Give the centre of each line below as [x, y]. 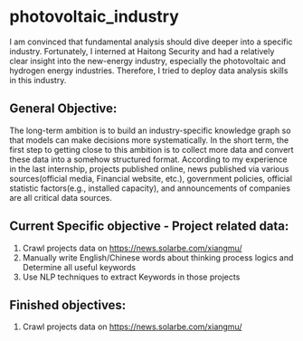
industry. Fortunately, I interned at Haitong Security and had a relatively [142, 51]
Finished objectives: [68, 305]
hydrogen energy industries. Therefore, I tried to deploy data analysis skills [149, 71]
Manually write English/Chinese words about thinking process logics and [158, 257]
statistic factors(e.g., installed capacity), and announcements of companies [150, 188]
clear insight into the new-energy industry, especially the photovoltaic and [148, 61]
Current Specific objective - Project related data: [149, 227]
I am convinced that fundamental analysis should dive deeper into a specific [151, 42]
